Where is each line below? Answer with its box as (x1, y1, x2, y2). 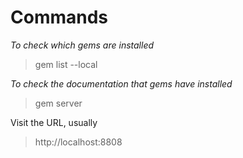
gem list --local (34, 58, 98, 70)
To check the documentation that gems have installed (10, 77, 233, 90)
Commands (10, 6, 109, 29)
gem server (34, 97, 83, 109)
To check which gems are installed (10, 39, 155, 51)
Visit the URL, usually (10, 116, 98, 128)
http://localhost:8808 (34, 136, 123, 148)
